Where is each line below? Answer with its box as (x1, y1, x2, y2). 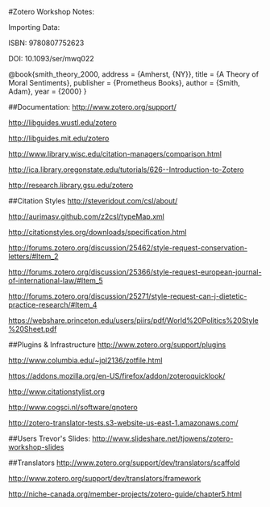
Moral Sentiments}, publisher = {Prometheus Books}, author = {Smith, (8, 78, 240, 87)
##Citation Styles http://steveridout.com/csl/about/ (8, 196, 178, 205)
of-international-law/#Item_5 (8, 276, 103, 285)
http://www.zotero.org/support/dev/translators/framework (8, 474, 201, 483)
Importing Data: (8, 23, 60, 31)
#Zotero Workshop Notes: (8, 7, 95, 16)
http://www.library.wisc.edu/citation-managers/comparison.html (8, 149, 222, 158)
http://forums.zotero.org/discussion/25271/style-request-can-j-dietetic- (8, 291, 247, 301)
